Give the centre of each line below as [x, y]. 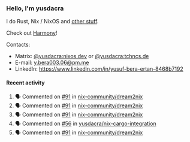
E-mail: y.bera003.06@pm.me [52, 63]
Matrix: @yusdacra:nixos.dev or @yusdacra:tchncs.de [82, 56]
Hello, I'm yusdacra [35, 8]
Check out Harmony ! [32, 33]
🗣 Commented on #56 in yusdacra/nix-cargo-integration [86, 123]
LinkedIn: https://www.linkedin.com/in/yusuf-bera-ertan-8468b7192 [99, 69]
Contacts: [18, 45]
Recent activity [25, 83]
